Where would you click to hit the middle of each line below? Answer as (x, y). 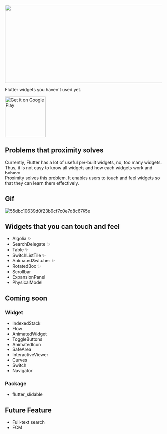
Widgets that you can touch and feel (63, 226)
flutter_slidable (28, 394)
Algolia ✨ (22, 239)
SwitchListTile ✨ (29, 255)
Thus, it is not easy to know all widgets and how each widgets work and (79, 167)
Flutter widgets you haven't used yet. (43, 90)
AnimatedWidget (30, 334)
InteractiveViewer (30, 355)
